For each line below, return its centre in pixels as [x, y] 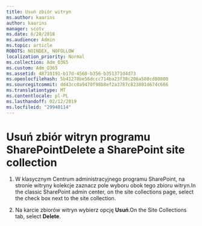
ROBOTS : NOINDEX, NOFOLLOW [40, 51]
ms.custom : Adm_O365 [32, 68]
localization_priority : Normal [46, 57]
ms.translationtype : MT [36, 90]
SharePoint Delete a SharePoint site [96, 150]
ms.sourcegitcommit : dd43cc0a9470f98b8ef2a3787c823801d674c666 [87, 85]
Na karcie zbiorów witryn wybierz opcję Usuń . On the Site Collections [101, 210]
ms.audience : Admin [31, 40]
